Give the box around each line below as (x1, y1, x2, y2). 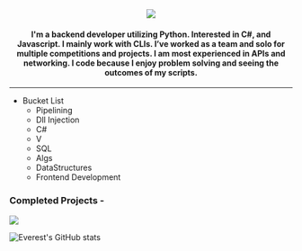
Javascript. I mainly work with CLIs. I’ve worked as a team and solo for (17, 38, 285, 49)
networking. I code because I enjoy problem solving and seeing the (23, 58, 279, 68)
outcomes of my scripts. (104, 67, 198, 77)
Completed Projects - (9, 194, 105, 207)
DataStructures (35, 162, 93, 174)
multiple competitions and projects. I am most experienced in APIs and (16, 48, 286, 58)
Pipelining (35, 105, 73, 116)
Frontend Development (35, 172, 121, 183)
